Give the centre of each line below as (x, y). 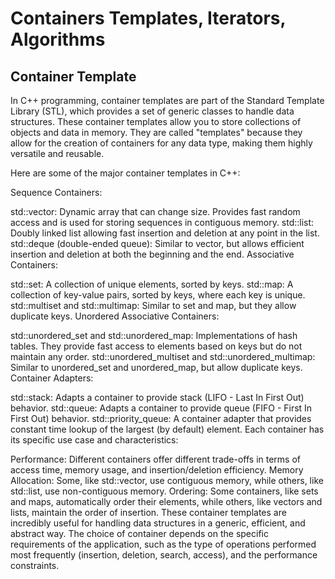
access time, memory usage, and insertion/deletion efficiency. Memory (157, 470)
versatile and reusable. (57, 153)
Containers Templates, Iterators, (148, 18)
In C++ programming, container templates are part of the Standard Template (167, 100)
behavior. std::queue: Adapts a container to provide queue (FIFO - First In (161, 408)
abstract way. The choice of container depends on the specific (139, 533)
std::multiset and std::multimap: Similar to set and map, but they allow (153, 305)
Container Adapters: (52, 378)
